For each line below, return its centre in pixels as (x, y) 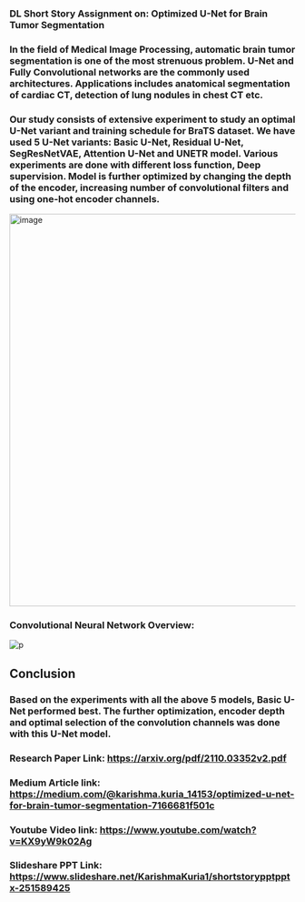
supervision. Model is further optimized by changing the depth (151, 176)
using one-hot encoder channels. (85, 198)
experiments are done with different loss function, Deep (135, 165)
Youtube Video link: (54, 829)
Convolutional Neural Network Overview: (102, 625)
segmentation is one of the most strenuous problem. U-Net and (152, 60)
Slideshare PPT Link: (56, 866)
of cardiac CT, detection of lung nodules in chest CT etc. (136, 95)
